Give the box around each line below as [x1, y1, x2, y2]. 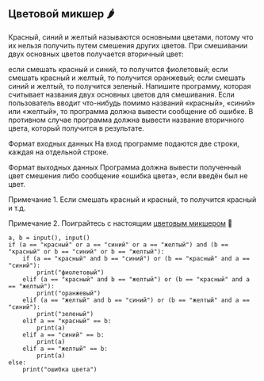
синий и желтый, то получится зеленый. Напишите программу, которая [8, 81, 251, 90]
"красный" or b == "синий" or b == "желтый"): [8, 247, 165, 256]
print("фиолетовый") [36, 269, 105, 276]
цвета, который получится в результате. [8, 123, 144, 133]
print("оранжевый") [36, 289, 101, 297]
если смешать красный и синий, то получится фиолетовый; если [8, 64, 228, 74]
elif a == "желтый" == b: [22, 345, 109, 352]
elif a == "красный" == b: [22, 317, 112, 325]
